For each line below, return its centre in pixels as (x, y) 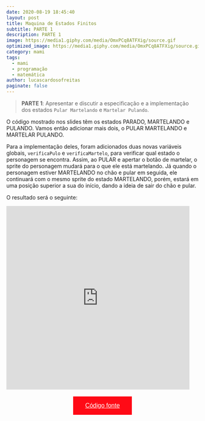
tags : (13, 58)
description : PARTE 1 (34, 35)
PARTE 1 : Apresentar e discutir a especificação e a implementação (105, 103)
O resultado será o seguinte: (42, 197)
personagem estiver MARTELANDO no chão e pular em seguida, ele (92, 173)
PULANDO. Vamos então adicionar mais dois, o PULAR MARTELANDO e (97, 128)
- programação (30, 69)
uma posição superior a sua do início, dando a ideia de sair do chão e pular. (101, 185)
